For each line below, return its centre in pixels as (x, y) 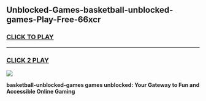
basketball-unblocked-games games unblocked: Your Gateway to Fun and (103, 84)
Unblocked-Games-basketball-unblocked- (90, 10)
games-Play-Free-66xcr (54, 20)
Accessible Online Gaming (41, 91)
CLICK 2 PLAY (28, 60)
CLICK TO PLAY (30, 37)
